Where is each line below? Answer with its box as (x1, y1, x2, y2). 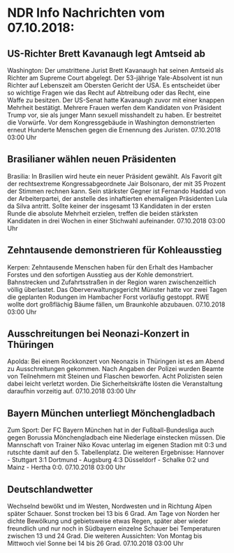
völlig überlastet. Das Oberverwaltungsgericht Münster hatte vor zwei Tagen (7, 285, 227, 293)
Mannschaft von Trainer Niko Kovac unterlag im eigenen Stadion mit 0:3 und (7, 441, 227, 449)
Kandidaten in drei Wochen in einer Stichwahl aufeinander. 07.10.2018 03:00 (7, 216, 226, 225)
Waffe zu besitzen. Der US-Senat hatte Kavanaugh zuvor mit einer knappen (7, 96, 225, 104)
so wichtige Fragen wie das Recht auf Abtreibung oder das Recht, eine (7, 89, 211, 97)
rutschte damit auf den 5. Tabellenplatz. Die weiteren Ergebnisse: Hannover (7, 448, 225, 456)
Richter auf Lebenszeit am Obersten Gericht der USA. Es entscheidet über (7, 81, 221, 89)
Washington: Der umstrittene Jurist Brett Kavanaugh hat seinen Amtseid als (7, 66, 224, 74)
